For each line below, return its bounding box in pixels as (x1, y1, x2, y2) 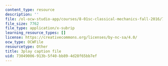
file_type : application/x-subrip (5, 26, 75, 31)
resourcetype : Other (5, 44, 48, 49)
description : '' (5, 12, 39, 17)
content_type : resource (5, 7, 55, 12)
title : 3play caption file (5, 49, 61, 54)
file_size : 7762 (5, 21, 39, 26)
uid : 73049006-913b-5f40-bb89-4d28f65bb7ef (5, 53, 97, 59)
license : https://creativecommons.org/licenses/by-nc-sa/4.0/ (5, 35, 137, 40)
